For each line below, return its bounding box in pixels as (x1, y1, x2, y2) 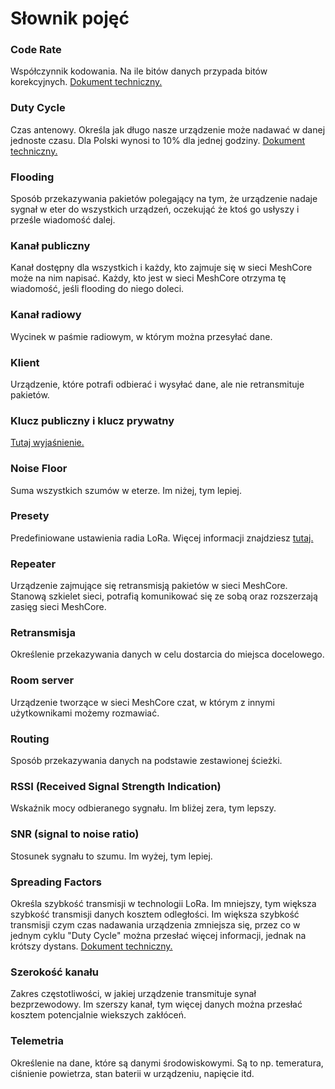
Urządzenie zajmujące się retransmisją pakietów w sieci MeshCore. (10, 580, 288, 592)
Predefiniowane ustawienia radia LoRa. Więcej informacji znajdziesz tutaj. (10, 532, 314, 544)
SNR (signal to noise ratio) (10, 827, 140, 841)
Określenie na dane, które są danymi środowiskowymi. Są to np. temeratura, (10, 1057, 324, 1069)
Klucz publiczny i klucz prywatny (10, 413, 175, 427)
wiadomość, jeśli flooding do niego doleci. (10, 283, 185, 295)
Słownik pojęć (10, 7, 130, 30)
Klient (10, 355, 40, 369)
